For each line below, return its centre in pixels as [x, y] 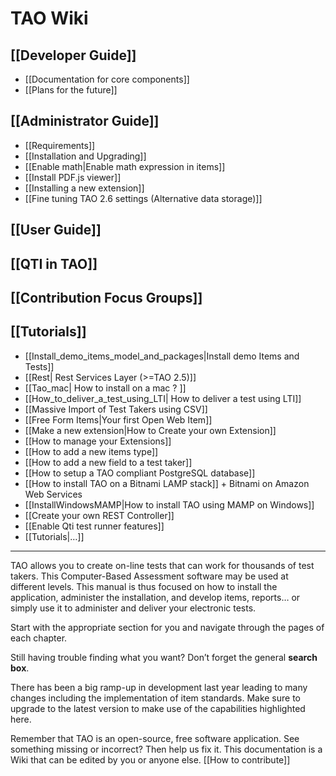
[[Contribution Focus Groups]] [106, 297]
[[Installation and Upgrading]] [85, 156]
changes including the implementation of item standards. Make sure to [155, 698]
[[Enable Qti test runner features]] [94, 526]
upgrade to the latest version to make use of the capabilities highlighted [158, 708]
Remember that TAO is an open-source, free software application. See [155, 738]
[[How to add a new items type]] [91, 451]
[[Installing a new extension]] [84, 188]
